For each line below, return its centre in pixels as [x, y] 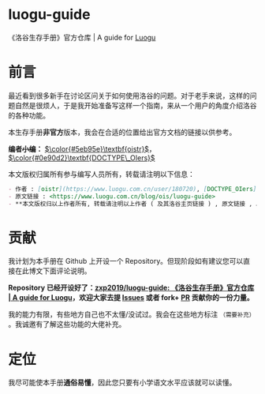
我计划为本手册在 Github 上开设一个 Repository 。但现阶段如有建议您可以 [126, 261]
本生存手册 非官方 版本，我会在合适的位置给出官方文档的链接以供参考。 [122, 132]
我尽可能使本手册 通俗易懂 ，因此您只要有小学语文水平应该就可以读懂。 [122, 383]
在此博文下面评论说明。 [53, 271]
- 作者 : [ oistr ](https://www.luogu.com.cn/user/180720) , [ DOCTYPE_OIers [131, 189]
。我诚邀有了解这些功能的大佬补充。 [67, 325]
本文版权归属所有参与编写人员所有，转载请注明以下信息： [101, 174]
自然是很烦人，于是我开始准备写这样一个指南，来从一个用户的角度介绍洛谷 [136, 105]
